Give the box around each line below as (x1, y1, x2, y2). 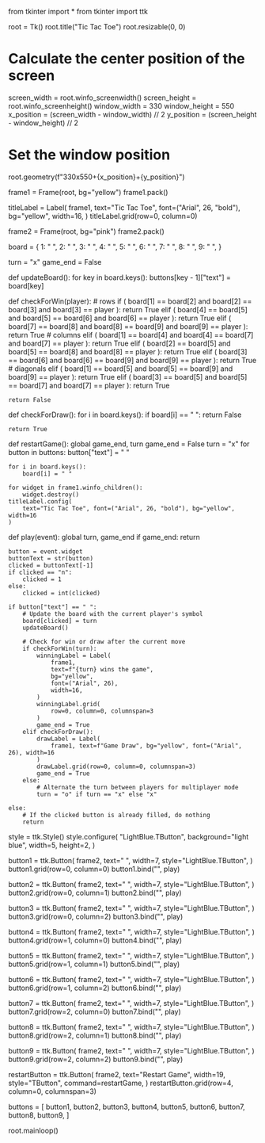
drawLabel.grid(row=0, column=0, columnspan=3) (36, 763, 196, 770)
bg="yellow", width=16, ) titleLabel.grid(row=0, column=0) (8, 211, 198, 220)
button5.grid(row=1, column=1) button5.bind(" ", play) (8, 959, 180, 969)
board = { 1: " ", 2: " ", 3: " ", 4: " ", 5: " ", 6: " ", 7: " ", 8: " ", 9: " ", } (8, 242, 222, 251)
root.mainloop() (8, 1126, 59, 1135)
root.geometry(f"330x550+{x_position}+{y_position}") (8, 172, 185, 182)
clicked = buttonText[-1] (8, 561, 93, 569)
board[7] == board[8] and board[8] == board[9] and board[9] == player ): (8, 321, 248, 331)
